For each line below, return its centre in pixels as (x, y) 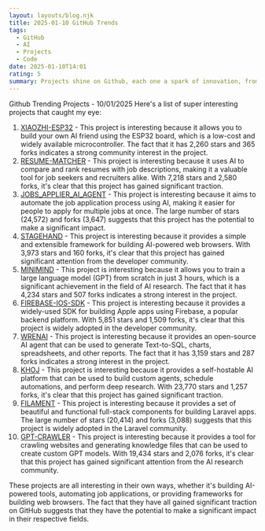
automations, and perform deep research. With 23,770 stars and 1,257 (134, 386)
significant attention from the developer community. (104, 261)
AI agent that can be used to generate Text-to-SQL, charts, (116, 345)
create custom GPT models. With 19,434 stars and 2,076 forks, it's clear (137, 453)
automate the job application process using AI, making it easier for (127, 202)
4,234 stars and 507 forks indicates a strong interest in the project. (129, 294)
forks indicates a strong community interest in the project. (114, 152)
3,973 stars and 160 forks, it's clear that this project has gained (122, 253)
